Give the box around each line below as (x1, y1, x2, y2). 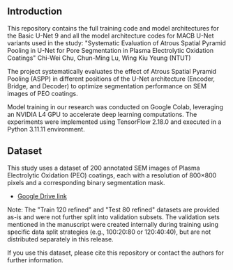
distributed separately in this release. (7, 235, 114, 243)
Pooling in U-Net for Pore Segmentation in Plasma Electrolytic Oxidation (7, 46, 214, 54)
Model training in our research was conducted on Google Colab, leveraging (7, 102, 223, 111)
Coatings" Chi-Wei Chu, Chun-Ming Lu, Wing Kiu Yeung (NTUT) (7, 54, 191, 62)
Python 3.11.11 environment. (7, 125, 85, 133)
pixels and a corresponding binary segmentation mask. (7, 178, 165, 186)
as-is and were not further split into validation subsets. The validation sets (7, 212, 220, 221)
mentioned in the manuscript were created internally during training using (7, 220, 218, 228)
